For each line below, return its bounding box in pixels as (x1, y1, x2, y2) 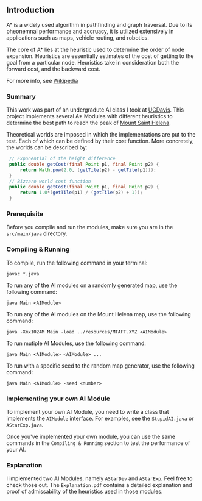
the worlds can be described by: (6, 144, 88, 151)
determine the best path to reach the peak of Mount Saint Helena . (6, 119, 172, 127)
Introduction (6, 5, 55, 15)
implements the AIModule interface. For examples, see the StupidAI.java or (6, 414, 194, 422)
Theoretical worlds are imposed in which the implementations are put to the (6, 131, 196, 138)
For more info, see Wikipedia (6, 77, 78, 84)
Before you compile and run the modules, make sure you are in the (6, 224, 173, 231)
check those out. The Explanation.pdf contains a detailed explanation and (6, 481, 193, 489)
